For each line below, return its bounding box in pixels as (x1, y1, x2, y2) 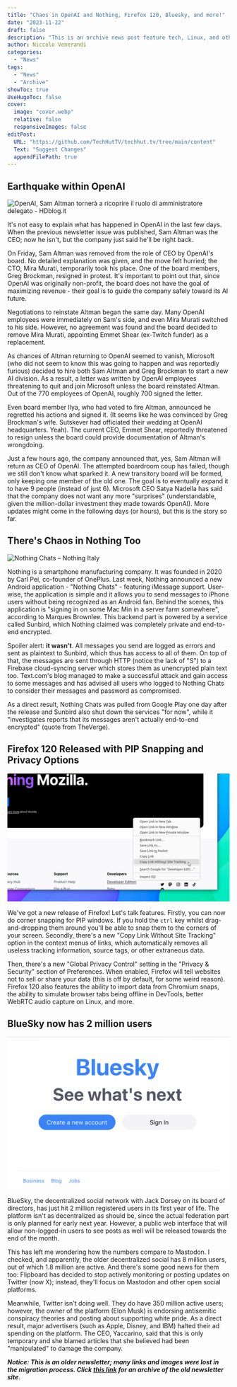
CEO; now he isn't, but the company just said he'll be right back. (7, 236, 194, 244)
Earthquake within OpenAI (7, 180, 126, 192)
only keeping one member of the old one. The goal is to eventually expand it (7, 477, 229, 485)
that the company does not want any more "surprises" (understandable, (7, 492, 217, 500)
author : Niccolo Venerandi (7, 41, 87, 49)
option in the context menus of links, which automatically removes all (7, 938, 208, 947)
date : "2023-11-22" (7, 18, 65, 26)
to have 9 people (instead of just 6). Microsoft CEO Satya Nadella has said (7, 485, 223, 493)
